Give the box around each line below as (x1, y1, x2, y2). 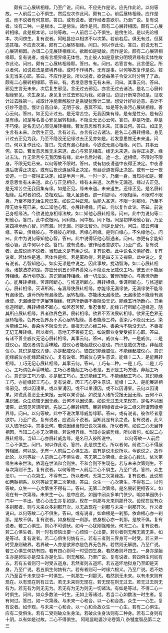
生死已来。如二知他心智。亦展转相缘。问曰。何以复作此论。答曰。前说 (18, 204, 163, 210)
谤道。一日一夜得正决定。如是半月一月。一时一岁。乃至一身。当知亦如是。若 (5, 173, 163, 179)
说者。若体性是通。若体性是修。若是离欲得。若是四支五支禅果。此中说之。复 (5, 254, 163, 260)
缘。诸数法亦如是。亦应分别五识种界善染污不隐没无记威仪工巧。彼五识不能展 (5, 267, 163, 272)
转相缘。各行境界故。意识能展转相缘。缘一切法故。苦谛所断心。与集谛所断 (5, 273, 158, 279)
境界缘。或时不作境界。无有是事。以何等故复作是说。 (48, 67, 158, 72)
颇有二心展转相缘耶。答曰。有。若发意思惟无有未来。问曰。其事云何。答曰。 (5, 79, 163, 85)
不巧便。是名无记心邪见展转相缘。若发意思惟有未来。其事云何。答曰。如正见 (5, 123, 163, 129)
